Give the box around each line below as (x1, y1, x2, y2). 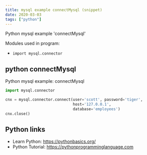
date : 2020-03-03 (5, 12, 42, 17)
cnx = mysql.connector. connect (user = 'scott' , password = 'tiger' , (5, 97, 143, 102)
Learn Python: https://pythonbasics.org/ (12, 138, 96, 144)
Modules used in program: (5, 40, 60, 46)
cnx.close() (5, 111, 30, 116)
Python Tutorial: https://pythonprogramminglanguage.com (12, 144, 134, 150)
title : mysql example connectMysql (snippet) (5, 7, 102, 13)
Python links (5, 125, 45, 134)
